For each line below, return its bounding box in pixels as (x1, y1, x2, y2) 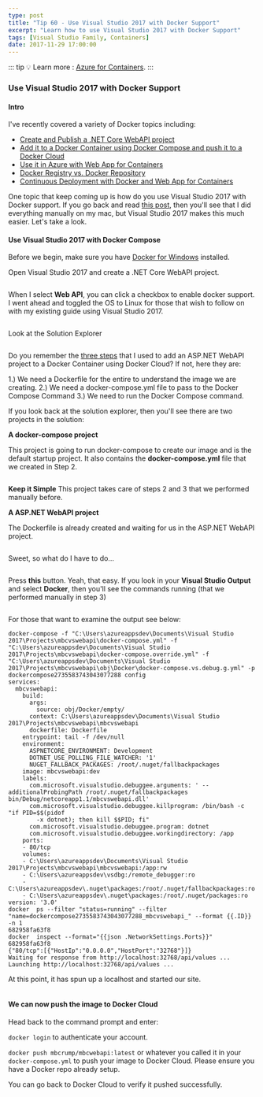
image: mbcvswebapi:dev (22, 768, 101, 776)
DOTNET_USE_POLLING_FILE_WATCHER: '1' (28, 754, 157, 762)
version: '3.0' (8, 899, 58, 906)
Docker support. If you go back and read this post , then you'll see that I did (8, 200, 252, 209)
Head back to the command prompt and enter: (8, 1017, 159, 1026)
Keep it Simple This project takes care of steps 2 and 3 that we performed (8, 484, 250, 494)
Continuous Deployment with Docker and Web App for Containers (19, 176, 234, 186)
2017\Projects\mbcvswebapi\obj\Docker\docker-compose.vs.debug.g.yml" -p (8, 665, 256, 673)
